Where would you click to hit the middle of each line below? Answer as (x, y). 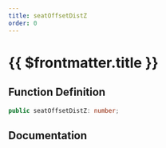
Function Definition (57, 92)
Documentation (48, 136)
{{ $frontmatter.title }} (83, 63)
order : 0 (23, 23)
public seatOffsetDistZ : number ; (64, 110)
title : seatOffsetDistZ (48, 16)
